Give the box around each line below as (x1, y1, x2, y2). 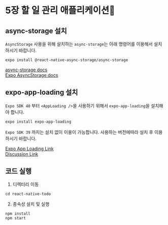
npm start (5, 216, 26, 221)
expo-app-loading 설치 (5, 88, 78, 97)
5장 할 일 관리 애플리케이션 (5, 5, 115, 16)
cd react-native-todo (5, 191, 51, 196)
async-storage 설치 (5, 26, 67, 35)
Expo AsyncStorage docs (5, 72, 58, 78)
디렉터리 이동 (12, 181, 39, 187)
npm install (5, 211, 30, 216)
